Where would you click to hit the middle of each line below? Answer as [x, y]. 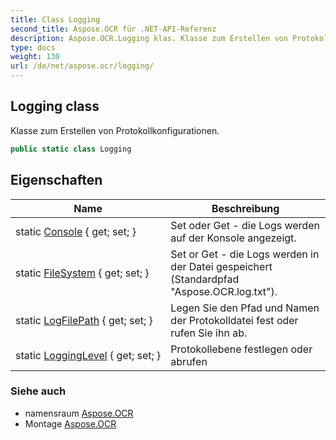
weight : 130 [35, 57]
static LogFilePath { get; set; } [84, 320]
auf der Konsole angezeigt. [233, 238]
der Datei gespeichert [221, 266]
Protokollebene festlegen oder [241, 349]
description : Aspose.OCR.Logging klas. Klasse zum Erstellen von [149, 38]
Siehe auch [38, 391]
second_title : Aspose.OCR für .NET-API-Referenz [113, 29]
